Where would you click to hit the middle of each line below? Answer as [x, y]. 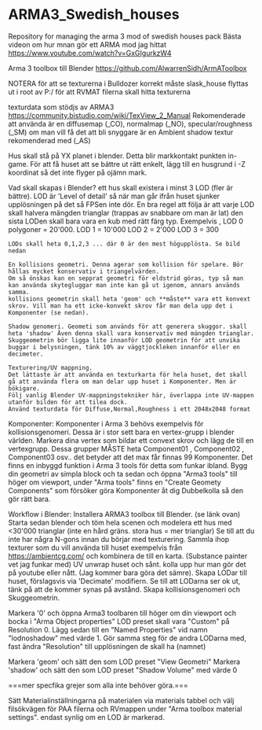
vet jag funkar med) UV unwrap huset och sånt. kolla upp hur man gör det [127, 564]
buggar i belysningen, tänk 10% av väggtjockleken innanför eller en [124, 347]
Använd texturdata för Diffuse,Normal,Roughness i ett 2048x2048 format [129, 409]
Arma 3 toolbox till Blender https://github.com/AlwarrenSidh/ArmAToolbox [127, 68]
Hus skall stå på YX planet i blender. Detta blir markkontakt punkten [117, 156]
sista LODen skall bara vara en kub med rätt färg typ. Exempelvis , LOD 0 [126, 221]
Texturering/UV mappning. [50, 367]
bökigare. [24, 388]
